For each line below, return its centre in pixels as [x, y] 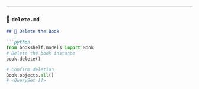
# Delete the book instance [41, 53]
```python [18, 42]
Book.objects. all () [30, 75]
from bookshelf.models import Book [50, 48]
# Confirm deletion [30, 69]
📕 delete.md [23, 19]
